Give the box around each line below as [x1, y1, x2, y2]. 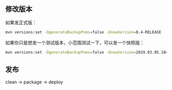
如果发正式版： [5, 19, 37, 26]
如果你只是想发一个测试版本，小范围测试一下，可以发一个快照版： [5, 39, 144, 46]
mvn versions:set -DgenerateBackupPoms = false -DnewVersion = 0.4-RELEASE [5, 30, 161, 35]
